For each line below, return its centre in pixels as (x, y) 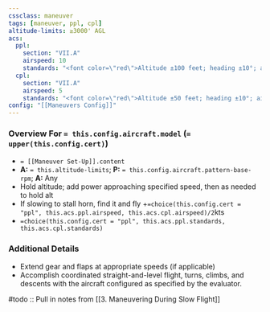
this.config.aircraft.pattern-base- (190, 170)
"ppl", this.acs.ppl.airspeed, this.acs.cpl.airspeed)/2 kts (122, 212)
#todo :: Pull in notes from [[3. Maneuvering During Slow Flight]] (115, 299)
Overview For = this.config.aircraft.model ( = (100, 133)
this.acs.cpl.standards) (61, 229)
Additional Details (44, 248)
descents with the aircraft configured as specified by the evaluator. (131, 283)
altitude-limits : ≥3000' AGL (57, 31)
